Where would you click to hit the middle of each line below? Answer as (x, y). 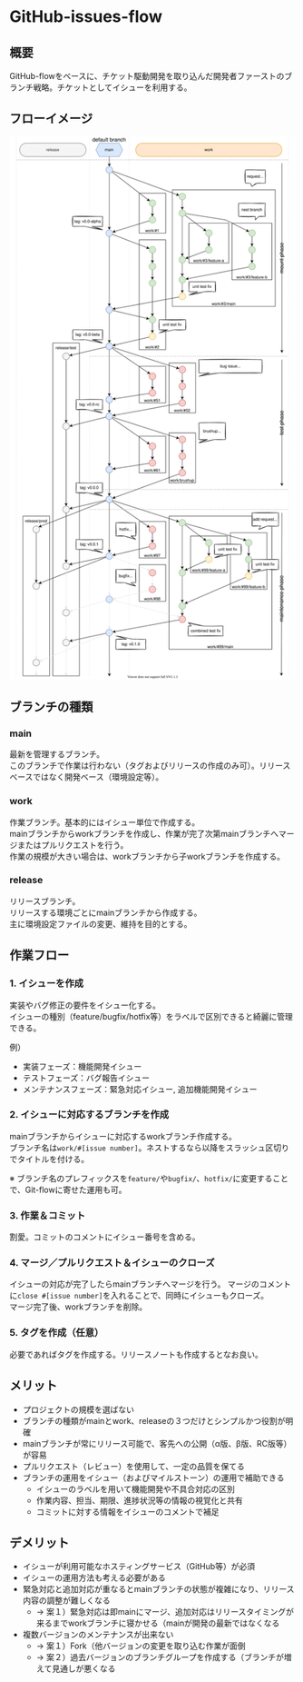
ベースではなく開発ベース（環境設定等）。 (87, 777)
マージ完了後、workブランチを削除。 (78, 1307)
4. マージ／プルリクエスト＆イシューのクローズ (112, 1263)
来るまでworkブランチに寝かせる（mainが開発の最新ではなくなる (158, 1623)
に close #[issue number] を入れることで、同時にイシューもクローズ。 (139, 1296)
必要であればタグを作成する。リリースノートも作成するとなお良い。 (136, 1354)
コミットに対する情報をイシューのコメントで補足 (127, 1511)
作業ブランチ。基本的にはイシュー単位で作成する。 (105, 822)
